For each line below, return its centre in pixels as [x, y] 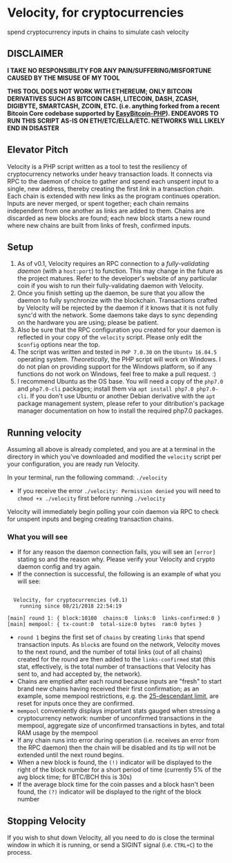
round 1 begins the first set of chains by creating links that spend [111, 637]
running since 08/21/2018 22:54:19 [71, 606]
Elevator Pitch [38, 150]
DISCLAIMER [35, 54]
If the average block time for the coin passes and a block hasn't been [116, 785]
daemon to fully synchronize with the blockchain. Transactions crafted [117, 301]
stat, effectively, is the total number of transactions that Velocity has [114, 667]
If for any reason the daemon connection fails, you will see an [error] [116, 552]
